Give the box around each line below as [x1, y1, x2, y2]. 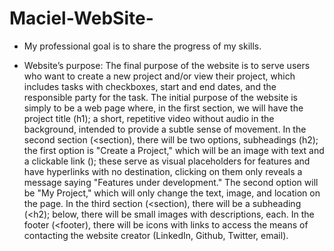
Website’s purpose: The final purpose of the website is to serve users [23, 59, 311, 71]
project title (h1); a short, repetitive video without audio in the [23, 112, 275, 124]
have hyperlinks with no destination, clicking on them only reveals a [23, 165, 303, 177]
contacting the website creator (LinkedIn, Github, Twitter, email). [23, 229, 289, 241]
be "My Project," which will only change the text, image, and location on [23, 187, 321, 199]
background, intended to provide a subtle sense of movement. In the [23, 123, 307, 135]
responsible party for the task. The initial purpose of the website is [23, 91, 299, 103]
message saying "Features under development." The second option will [23, 176, 319, 188]
